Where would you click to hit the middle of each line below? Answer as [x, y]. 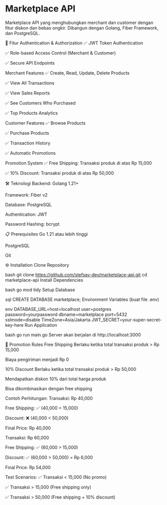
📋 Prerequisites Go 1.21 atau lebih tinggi [47, 234]
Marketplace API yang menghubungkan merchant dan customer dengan [79, 23]
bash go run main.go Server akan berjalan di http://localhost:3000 [73, 335]
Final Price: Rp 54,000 [28, 467]
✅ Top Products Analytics [32, 113]
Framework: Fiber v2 [26, 195]
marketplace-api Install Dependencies [44, 280]
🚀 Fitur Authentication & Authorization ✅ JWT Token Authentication [74, 43]
